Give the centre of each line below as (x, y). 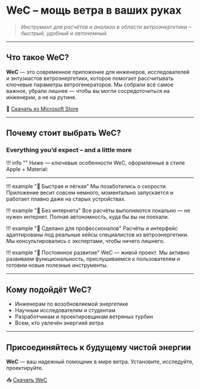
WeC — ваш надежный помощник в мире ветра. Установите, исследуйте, (100, 362)
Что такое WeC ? (38, 57)
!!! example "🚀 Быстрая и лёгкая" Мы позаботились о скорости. (87, 186)
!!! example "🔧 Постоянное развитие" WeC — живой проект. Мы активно (98, 253)
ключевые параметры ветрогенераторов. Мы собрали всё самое (90, 85)
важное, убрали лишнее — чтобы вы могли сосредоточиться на (88, 91)
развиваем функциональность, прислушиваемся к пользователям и (93, 259)
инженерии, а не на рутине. (42, 97)
